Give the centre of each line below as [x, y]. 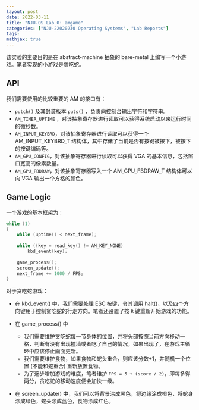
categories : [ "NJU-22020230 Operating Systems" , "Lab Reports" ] [87, 28]
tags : [13, 34]
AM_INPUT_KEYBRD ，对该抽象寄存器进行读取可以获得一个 [82, 133]
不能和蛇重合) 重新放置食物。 [68, 366]
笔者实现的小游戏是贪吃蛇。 [50, 64]
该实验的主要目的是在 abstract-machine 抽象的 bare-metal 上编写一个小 [94, 57]
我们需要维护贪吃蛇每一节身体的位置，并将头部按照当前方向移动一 [104, 336]
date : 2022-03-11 [28, 17]
